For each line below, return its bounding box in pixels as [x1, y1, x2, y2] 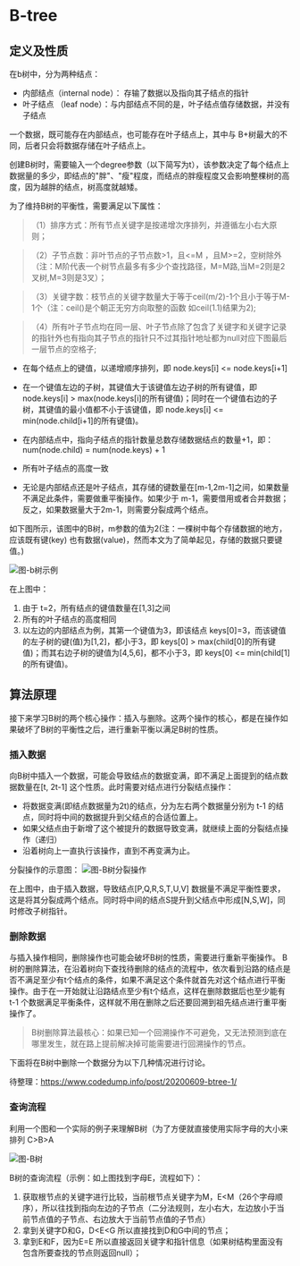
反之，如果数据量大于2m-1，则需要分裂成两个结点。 [21, 505, 213, 514]
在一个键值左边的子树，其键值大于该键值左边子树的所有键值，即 [21, 382, 257, 392]
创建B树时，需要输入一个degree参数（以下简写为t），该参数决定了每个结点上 [9, 159, 290, 170]
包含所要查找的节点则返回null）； [21, 1247, 142, 1258]
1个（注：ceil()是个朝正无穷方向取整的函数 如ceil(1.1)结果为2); [30, 302, 256, 313]
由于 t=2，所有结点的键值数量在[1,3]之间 [21, 603, 171, 613]
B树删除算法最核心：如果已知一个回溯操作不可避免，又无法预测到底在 [30, 1027, 287, 1038]
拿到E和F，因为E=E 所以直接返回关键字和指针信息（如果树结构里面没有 [21, 1236, 284, 1246]
